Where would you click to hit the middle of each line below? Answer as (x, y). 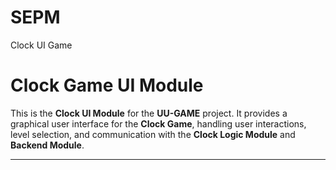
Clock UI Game (41, 45)
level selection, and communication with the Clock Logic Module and (153, 134)
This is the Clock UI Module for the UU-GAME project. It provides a (149, 113)
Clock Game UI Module (107, 85)
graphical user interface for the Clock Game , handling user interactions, (158, 123)
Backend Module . (47, 145)
